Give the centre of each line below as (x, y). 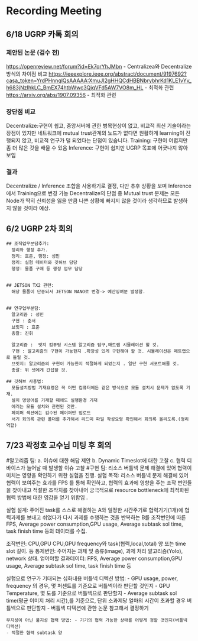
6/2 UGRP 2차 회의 (39, 229)
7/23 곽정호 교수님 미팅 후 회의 (59, 445)
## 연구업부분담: (24, 309)
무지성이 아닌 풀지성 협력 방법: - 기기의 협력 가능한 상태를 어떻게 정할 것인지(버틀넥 (97, 620)
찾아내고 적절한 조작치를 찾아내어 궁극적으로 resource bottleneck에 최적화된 (100, 490)
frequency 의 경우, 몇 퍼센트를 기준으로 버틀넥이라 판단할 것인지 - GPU (88, 586)
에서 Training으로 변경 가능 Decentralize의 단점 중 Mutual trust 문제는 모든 (93, 193)
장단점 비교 (21, 112)
